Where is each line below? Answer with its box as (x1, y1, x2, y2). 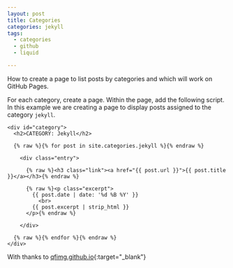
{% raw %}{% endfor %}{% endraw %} (13, 234, 117, 241)
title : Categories (7, 17, 61, 24)
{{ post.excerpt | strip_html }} (32, 204, 130, 211)
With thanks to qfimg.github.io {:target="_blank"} (7, 253, 146, 261)
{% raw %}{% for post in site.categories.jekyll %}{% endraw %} (13, 142, 204, 149)
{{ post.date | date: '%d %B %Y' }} (32, 191, 139, 198)
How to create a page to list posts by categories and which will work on (7, 74, 213, 83)
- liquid (13, 50, 39, 57)
